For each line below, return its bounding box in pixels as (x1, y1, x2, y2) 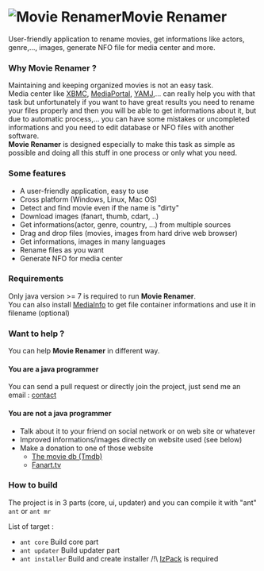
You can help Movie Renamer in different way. (8, 346, 160, 356)
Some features (8, 168, 67, 179)
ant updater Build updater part (19, 545, 121, 555)
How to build (8, 480, 58, 491)
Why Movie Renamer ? (8, 62, 97, 73)
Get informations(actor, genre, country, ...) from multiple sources (19, 219, 231, 230)
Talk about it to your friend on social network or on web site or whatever (19, 426, 256, 436)
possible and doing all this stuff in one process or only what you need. (8, 148, 238, 158)
